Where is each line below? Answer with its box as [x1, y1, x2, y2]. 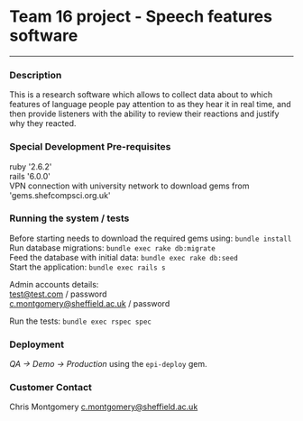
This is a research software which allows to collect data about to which [9, 89, 273, 100]
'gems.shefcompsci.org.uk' [9, 189, 111, 200]
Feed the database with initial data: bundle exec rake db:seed [9, 252, 239, 262]
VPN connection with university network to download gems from [9, 180, 250, 191]
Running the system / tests [9, 212, 130, 224]
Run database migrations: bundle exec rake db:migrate [9, 242, 216, 253]
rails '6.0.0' [9, 170, 51, 181]
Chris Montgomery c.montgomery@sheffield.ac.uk [9, 401, 198, 412]
